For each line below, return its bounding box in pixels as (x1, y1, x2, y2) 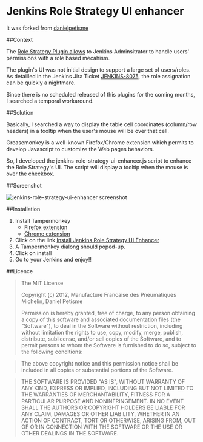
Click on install (15, 249, 52, 256)
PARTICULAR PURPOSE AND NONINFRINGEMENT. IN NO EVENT (21, 397, 184, 404)
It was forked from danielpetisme (6, 24, 89, 32)
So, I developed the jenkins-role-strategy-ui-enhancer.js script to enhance (6, 157, 192, 165)
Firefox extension (24, 223, 68, 231)
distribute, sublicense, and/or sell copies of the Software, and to (21, 335, 182, 342)
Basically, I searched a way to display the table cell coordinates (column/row (6, 120, 197, 128)
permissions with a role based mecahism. (6, 54, 110, 61)
